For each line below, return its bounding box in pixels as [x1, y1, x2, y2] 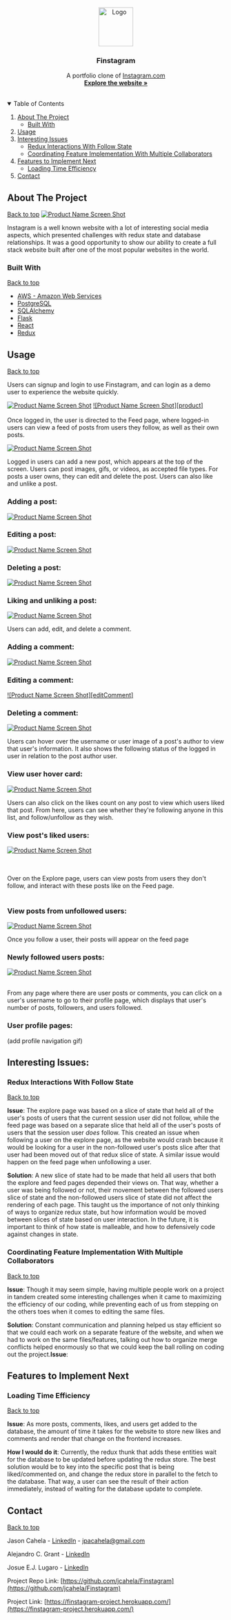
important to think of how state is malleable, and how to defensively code [7, 1223, 216, 1231]
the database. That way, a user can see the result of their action [7, 1478, 189, 1486]
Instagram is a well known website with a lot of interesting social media [7, 223, 209, 232]
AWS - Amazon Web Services [17, 292, 102, 300]
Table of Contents [13, 100, 64, 108]
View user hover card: [7, 769, 83, 779]
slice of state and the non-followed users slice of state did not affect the [7, 1193, 212, 1202]
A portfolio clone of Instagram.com [66, 71, 165, 80]
